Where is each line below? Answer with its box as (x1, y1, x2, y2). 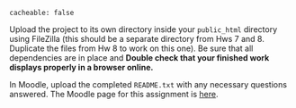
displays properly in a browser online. (9, 62, 154, 72)
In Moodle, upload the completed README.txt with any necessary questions (9, 79, 288, 89)
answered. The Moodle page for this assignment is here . (9, 89, 219, 99)
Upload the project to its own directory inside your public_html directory (9, 24, 277, 35)
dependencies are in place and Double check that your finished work (9, 53, 270, 62)
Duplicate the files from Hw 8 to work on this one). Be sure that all (9, 43, 254, 54)
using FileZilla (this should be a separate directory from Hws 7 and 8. (9, 34, 265, 44)
